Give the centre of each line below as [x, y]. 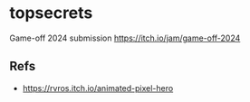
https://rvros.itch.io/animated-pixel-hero [98, 88]
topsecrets [51, 13]
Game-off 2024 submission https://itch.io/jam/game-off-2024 [125, 38]
